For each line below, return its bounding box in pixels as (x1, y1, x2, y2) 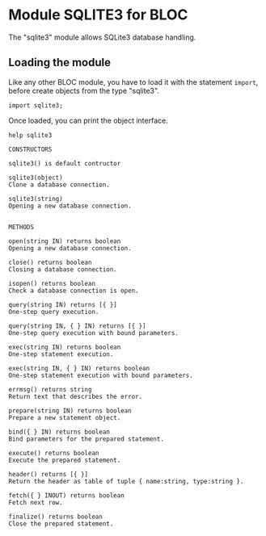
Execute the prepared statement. (8, 456, 121, 464)
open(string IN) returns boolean (8, 237, 121, 245)
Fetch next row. (8, 498, 63, 506)
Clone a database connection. (8, 180, 111, 189)
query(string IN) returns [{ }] (8, 300, 117, 308)
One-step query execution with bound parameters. (8, 329, 179, 337)
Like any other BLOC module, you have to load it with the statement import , (8, 77, 259, 86)
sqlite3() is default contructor (8, 159, 121, 167)
